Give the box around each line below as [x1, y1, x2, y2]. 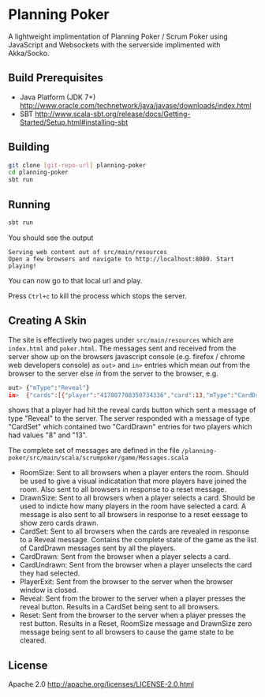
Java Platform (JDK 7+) [19, 92, 96, 102]
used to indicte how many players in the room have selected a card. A [19, 501, 247, 511]
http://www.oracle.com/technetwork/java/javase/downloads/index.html [19, 100, 252, 110]
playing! [8, 262, 37, 270]
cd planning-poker [8, 168, 69, 177]
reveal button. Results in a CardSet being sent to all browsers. [19, 602, 221, 612]
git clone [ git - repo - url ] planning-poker [8, 161, 147, 169]
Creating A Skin [8, 314, 87, 328]
